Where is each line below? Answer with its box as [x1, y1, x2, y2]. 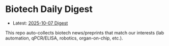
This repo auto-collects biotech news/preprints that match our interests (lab [5, 29, 164, 35]
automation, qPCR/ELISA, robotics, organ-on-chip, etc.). [5, 35, 123, 41]
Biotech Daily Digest [5, 3, 93, 15]
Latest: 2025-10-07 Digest [12, 20, 68, 26]
